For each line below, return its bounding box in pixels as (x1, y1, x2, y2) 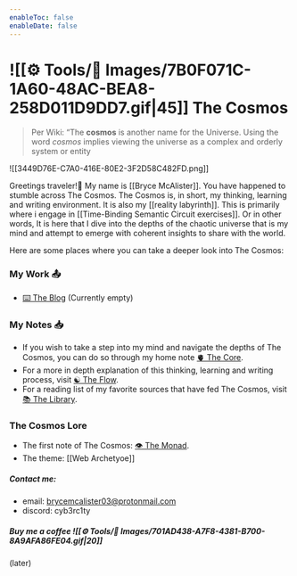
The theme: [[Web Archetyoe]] (21, 453, 136, 464)
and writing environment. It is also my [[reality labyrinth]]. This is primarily (9, 200, 280, 210)
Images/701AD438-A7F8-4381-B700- (120, 525, 266, 536)
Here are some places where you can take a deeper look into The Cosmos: (9, 245, 284, 256)
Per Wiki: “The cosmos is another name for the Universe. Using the (30, 127, 279, 138)
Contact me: (9, 473, 56, 484)
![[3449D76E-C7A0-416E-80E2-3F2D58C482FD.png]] (9, 163, 210, 174)
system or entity (30, 146, 91, 157)
